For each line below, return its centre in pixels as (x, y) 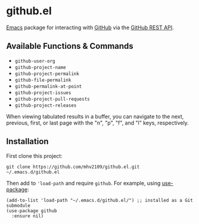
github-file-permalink (43, 80)
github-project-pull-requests (52, 99)
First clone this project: (34, 155)
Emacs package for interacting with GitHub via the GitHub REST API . (90, 27)
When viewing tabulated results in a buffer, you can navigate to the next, (95, 116)
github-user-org (35, 61)
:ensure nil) (28, 216)
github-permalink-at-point (48, 86)
